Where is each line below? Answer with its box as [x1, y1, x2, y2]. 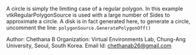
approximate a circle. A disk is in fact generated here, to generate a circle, [6, 18, 191, 25]
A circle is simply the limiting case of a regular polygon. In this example [6, 5, 183, 12]
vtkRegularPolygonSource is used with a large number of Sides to [6, 11, 171, 19]
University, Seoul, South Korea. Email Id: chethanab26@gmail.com [6, 42, 172, 49]
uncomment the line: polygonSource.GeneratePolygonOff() [6, 24, 151, 31]
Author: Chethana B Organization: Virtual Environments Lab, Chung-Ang [6, 36, 186, 42]
